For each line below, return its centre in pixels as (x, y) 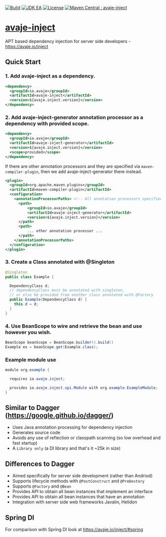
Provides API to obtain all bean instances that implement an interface (83, 492)
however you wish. (28, 332)
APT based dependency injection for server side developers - (68, 41)
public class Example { (30, 277)
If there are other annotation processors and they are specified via (73, 166)
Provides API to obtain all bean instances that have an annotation (78, 497)
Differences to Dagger (40, 464)
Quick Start (23, 62)
